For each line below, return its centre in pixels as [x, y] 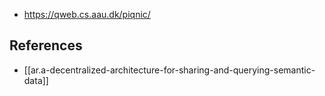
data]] [36, 80]
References [46, 45]
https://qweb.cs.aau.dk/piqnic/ [87, 14]
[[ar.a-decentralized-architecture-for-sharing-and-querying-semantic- [169, 70]
